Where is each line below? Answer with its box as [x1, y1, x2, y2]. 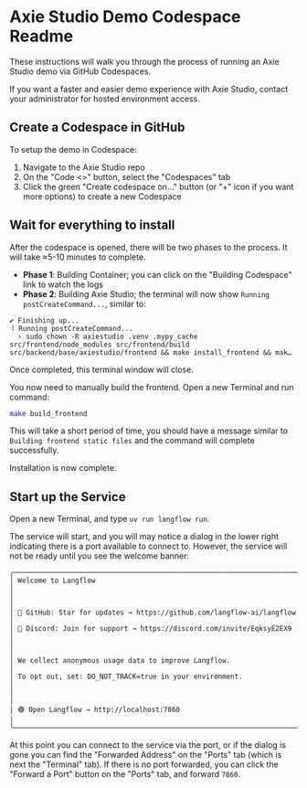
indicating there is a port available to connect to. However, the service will [9, 541, 288, 552]
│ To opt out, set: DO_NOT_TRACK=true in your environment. [9, 672, 244, 682]
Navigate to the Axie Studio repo [22, 162, 146, 173]
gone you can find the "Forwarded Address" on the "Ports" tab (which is [9, 750, 282, 761]
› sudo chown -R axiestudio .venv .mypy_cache [17, 332, 198, 341]
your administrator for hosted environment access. [9, 93, 201, 104]
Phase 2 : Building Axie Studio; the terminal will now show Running [22, 288, 270, 299]
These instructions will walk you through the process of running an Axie [9, 56, 281, 67]
